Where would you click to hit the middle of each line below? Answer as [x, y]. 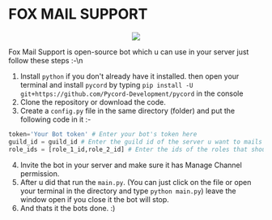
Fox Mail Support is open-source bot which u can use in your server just [129, 52]
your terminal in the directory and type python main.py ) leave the [128, 191]
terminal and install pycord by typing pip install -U [106, 84]
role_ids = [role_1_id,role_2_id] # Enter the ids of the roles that [128, 149]
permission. [40, 173]
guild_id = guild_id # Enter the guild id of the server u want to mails [136, 142]
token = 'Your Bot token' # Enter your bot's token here [103, 134]
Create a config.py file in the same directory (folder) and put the [127, 110]
